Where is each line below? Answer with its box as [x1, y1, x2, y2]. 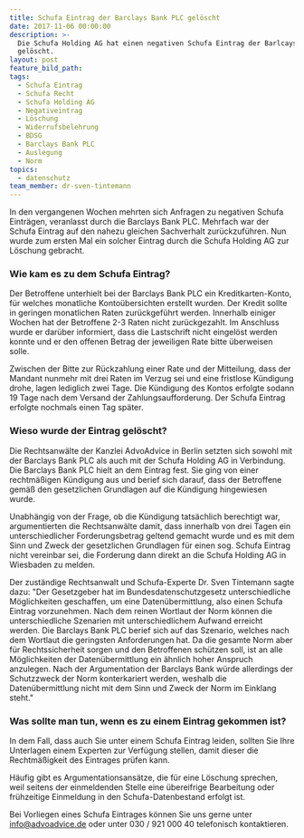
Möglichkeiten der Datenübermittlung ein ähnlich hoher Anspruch [9, 653, 253, 664]
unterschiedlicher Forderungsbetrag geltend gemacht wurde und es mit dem [9, 530, 295, 541]
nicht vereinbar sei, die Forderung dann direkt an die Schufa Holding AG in [9, 549, 287, 560]
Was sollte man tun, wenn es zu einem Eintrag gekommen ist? [9, 715, 287, 727]
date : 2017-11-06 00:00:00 [9, 22, 111, 31]
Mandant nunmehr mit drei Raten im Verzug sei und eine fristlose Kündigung [9, 373, 294, 384]
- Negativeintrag [17, 106, 83, 115]
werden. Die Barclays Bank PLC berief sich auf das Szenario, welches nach [9, 624, 290, 635]
